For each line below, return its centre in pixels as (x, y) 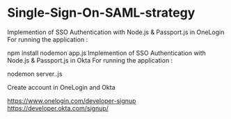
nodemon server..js (35, 74)
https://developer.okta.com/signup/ (58, 108)
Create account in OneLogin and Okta (62, 87)
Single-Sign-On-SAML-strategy (101, 13)
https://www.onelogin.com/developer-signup (72, 101)
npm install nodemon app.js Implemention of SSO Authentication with (107, 53)
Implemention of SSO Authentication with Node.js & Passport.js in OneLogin (116, 32)
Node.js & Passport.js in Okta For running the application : (90, 60)
